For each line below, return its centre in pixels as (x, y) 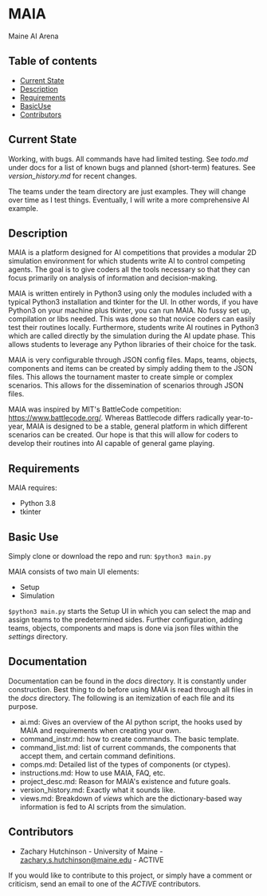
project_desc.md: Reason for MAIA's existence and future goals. (125, 781)
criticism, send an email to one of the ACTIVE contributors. (104, 883)
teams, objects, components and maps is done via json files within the (124, 628)
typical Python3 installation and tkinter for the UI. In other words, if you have (133, 302)
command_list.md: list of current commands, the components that (128, 747)
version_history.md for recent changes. (73, 176)
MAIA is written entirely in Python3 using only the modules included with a (130, 293)
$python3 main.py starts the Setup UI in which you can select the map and (130, 611)
